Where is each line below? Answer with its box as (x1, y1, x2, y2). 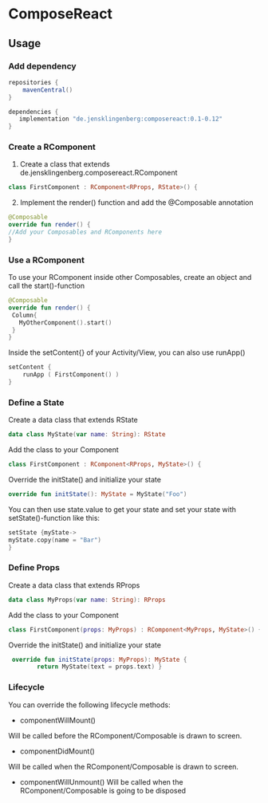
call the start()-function (8, 281, 85, 291)
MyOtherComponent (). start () (18, 318, 112, 327)
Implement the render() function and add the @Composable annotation (19, 198, 254, 207)
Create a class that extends (19, 159, 110, 169)
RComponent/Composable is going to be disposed (19, 785, 186, 795)
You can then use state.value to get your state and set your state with (8, 504, 237, 514)
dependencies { (8, 108, 59, 116)
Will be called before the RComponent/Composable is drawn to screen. (8, 730, 242, 740)
